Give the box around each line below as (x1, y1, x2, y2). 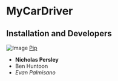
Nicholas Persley (15, 56, 59, 63)
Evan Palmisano (15, 69, 56, 76)
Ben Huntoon (15, 62, 48, 70)
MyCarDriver (6, 4, 73, 18)
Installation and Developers (6, 28, 112, 39)
